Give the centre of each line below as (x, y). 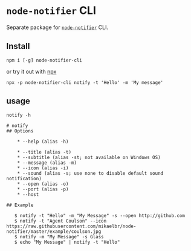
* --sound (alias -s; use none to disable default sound (90, 173)
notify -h (19, 115)
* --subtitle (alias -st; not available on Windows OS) (89, 157)
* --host (28, 194)
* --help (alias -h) (43, 142)
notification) (24, 178)
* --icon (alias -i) (43, 168)
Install (18, 46)
